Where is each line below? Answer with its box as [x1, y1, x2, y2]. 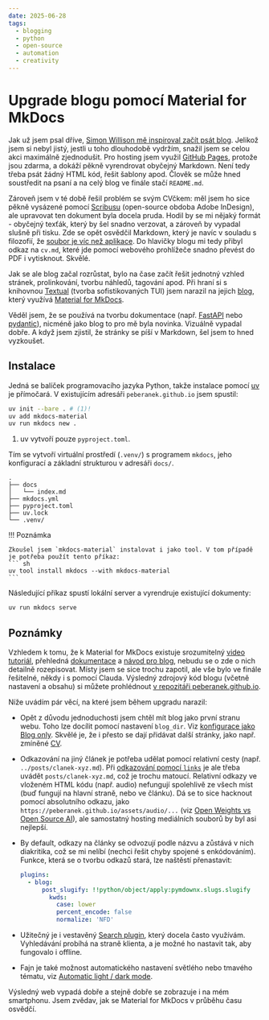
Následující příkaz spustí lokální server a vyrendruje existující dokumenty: [8, 588, 251, 598]
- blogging [15, 27, 52, 35]
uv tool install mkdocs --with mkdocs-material [8, 567, 171, 576]
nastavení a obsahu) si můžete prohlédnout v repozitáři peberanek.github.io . [8, 681, 261, 691]
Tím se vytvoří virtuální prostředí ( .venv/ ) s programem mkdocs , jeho [8, 450, 233, 460]
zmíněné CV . [19, 738, 63, 748]
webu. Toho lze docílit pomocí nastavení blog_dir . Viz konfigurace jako [19, 721, 255, 731]
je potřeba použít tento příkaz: [8, 553, 120, 561]
